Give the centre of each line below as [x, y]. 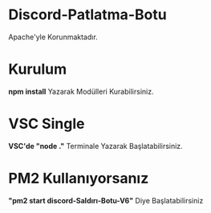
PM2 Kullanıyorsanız [79, 179]
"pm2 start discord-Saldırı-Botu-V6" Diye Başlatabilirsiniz [106, 200]
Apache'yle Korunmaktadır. [53, 37]
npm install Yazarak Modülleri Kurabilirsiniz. [81, 91]
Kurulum [38, 69]
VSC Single [47, 124]
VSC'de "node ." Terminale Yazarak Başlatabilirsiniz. [95, 146]
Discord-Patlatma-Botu [87, 15]
